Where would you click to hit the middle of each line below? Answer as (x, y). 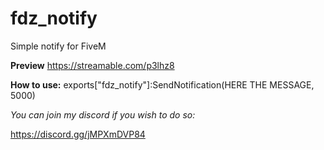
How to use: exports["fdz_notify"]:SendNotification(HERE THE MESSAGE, (162, 84)
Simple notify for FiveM (58, 46)
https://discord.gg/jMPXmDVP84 (78, 134)
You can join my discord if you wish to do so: (103, 114)
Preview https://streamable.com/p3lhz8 (92, 65)
